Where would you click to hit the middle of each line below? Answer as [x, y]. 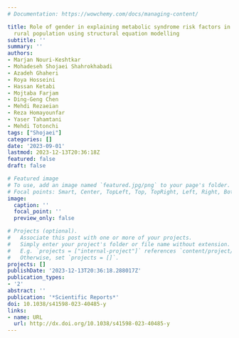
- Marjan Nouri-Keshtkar [44, 60]
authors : [20, 53]
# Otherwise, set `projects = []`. [63, 258]
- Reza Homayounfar [36, 113]
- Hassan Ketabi [31, 86]
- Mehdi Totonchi [33, 126]
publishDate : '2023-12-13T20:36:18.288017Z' [74, 271]
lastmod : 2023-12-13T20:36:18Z [54, 153]
